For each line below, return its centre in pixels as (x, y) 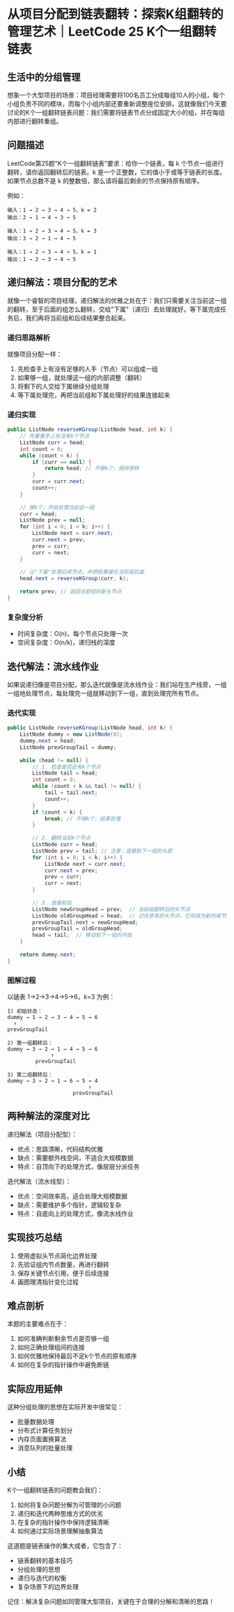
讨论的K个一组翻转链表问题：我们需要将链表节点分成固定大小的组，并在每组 (116, 113)
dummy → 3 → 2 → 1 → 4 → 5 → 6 (53, 1049)
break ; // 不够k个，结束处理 (82, 819)
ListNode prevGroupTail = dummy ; (68, 747)
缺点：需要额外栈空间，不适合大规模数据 (75, 1158)
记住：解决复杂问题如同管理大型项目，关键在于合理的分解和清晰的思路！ (111, 1601)
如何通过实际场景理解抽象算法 (60, 1530)
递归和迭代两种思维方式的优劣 (60, 1513)
